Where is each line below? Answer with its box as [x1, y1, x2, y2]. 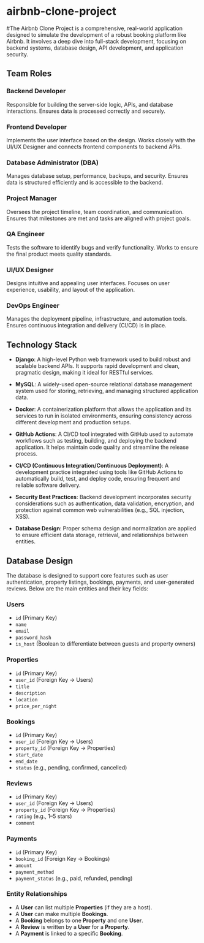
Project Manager [6, 194, 57, 203]
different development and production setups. [15, 419, 132, 426]
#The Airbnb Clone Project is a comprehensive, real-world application [6, 25, 183, 32]
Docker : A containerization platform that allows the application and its [15, 406, 192, 413]
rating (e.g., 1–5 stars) [15, 812, 72, 820]
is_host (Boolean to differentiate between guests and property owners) [15, 640, 196, 647]
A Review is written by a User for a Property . [15, 923, 130, 930]
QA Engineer [6, 230, 45, 239]
